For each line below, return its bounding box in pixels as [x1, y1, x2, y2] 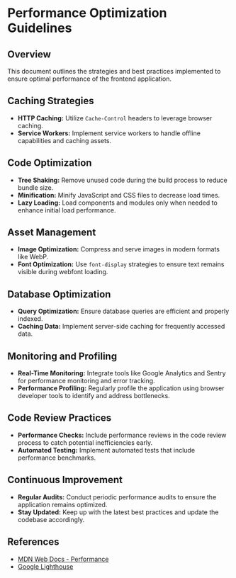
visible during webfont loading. [17, 268, 108, 276]
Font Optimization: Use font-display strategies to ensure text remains [17, 260, 225, 268]
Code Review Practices [7, 412, 112, 424]
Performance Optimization [7, 5, 167, 21]
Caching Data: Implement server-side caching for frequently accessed [17, 322, 225, 331]
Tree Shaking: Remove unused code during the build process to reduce [17, 176, 228, 184]
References [7, 536, 60, 548]
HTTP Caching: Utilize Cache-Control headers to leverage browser [17, 113, 213, 122]
